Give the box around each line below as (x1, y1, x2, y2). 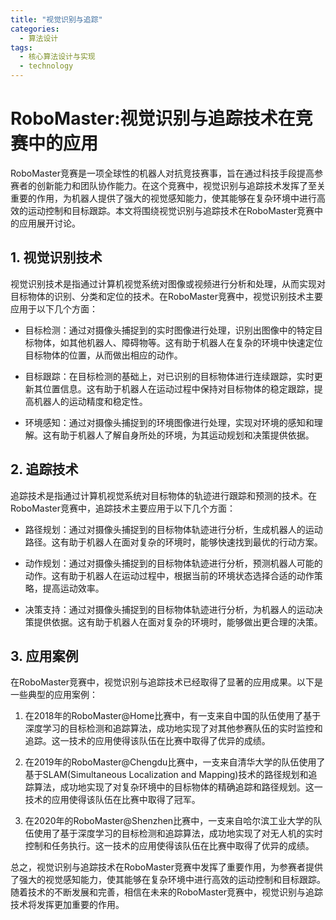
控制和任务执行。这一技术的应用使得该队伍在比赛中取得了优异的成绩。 (24, 840, 315, 852)
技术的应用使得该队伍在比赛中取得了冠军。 (24, 794, 201, 806)
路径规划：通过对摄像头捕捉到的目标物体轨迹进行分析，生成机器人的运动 (24, 523, 323, 535)
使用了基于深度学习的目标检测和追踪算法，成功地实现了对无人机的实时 (33, 827, 323, 840)
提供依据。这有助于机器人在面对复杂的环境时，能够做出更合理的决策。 (33, 616, 323, 628)
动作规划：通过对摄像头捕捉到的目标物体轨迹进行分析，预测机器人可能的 (24, 557, 323, 569)
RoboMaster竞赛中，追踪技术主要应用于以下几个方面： (10, 502, 236, 514)
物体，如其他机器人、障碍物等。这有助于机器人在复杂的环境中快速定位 (33, 336, 323, 348)
